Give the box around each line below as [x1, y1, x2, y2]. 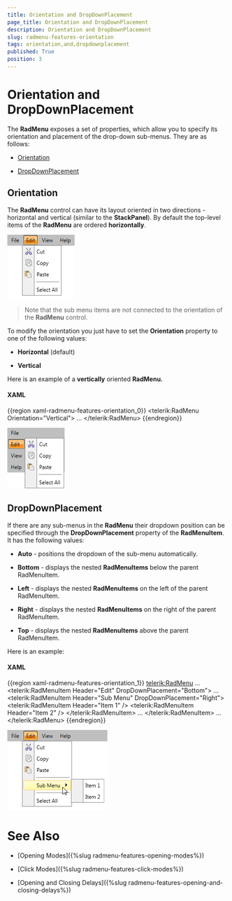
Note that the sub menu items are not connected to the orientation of [24, 305, 223, 314]
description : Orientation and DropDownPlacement [7, 26, 152, 33]
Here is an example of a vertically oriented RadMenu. [7, 375, 163, 383]
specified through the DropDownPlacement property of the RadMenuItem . [7, 528, 225, 537]
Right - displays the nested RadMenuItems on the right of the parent [17, 605, 217, 613]
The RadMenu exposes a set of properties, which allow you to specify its [7, 125, 218, 133]
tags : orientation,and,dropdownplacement [7, 41, 130, 48]
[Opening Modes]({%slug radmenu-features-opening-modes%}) [17, 851, 205, 860]
